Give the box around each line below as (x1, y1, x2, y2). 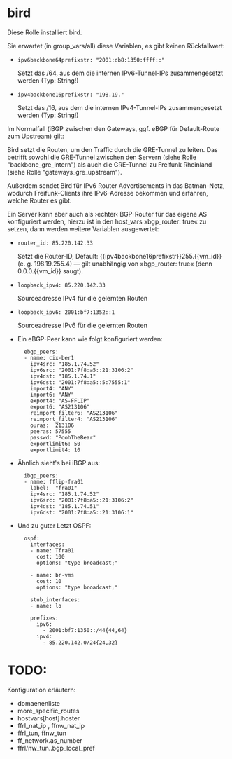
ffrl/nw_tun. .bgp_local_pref (17, 744, 96, 752)
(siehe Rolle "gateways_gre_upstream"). (7, 167, 122, 176)
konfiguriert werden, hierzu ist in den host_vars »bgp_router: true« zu (7, 217, 207, 226)
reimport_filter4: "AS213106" (30, 416, 118, 423)
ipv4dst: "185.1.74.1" (30, 373, 96, 380)
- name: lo (30, 602, 62, 609)
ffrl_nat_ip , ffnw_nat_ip (17, 721, 85, 730)
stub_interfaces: (30, 596, 80, 603)
